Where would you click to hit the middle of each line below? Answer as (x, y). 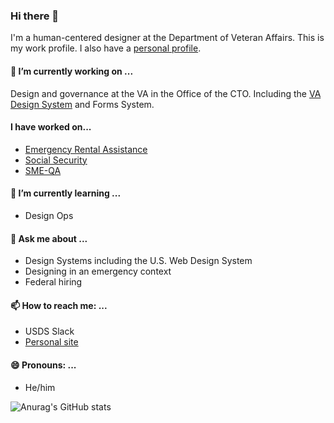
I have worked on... (51, 127)
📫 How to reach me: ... (59, 305)
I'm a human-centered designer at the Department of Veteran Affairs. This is (167, 38)
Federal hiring (53, 282)
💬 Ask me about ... (49, 238)
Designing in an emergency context (98, 271)
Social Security (56, 160)
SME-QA (43, 170)
